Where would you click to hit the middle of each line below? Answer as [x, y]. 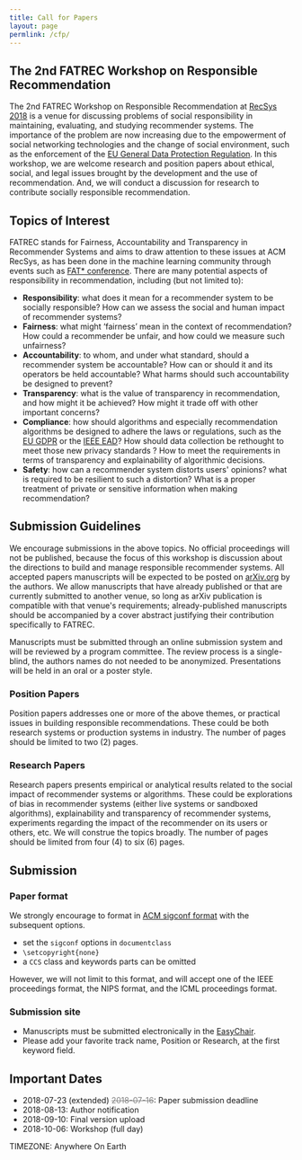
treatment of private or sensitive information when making [130, 489]
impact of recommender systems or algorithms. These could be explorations [151, 794]
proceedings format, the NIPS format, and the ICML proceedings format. [143, 988]
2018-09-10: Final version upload [84, 1120]
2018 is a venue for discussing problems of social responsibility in [131, 116]
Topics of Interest [60, 221]
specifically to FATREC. [52, 624]
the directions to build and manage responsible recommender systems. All [147, 567]
